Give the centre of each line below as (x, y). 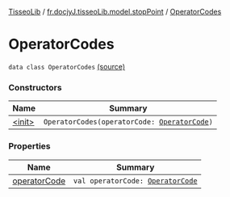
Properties (29, 146)
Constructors (35, 87)
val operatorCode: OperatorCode (135, 180)
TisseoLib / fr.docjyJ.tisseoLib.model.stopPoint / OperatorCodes (115, 12)
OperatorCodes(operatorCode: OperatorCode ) (128, 122)
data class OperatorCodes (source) (67, 66)
